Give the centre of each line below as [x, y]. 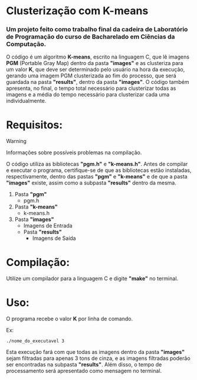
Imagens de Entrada [48, 226]
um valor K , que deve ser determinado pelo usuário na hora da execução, [96, 70]
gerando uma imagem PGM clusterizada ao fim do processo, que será [91, 76]
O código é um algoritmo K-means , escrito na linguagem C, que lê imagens [98, 57]
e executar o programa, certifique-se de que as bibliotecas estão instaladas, [99, 170]
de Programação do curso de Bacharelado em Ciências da [91, 37]
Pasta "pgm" [31, 194]
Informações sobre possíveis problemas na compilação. [74, 152]
